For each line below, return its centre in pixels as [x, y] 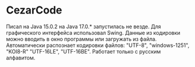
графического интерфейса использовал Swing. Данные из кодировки [93, 32]
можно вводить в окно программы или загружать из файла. [81, 39]
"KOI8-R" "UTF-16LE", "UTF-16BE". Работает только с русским [83, 51]
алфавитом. [21, 58]
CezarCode [34, 10]
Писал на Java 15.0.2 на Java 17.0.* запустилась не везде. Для [83, 26]
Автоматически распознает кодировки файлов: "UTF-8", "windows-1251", [98, 45]
